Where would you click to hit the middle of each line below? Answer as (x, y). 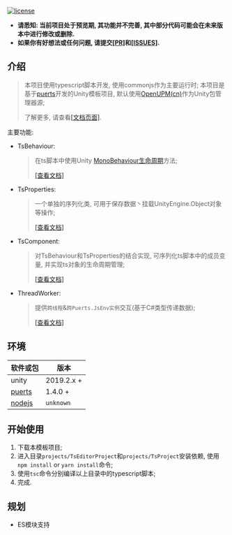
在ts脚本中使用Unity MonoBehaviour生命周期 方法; (106, 160)
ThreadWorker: (39, 293)
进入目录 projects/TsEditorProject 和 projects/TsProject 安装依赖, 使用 (118, 456)
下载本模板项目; (40, 448)
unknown (58, 403)
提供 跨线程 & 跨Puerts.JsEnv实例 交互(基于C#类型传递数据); (115, 307)
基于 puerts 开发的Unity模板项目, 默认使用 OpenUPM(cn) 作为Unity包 (120, 94)
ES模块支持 (33, 525)
